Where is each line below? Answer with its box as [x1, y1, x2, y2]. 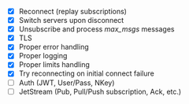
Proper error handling [18, 43, 90, 52]
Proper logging [18, 51, 68, 61]
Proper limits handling [18, 60, 90, 69]
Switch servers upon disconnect [18, 16, 124, 25]
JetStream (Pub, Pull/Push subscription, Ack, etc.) [18, 87, 182, 96]
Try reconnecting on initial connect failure [18, 69, 154, 78]
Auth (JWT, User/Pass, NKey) [18, 78, 115, 87]
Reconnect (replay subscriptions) [18, 7, 128, 16]
